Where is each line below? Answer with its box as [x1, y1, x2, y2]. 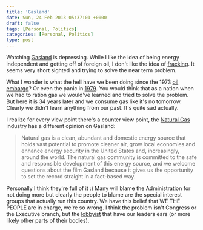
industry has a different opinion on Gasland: [6, 123, 116, 129]
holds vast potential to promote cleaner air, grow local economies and [21, 141, 196, 147]
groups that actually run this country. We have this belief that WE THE [6, 198, 181, 205]
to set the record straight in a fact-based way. [21, 173, 136, 180]
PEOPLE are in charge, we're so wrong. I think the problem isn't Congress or [6, 204, 197, 211]
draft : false [6, 20, 39, 26]
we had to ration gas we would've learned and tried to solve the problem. [6, 92, 189, 98]
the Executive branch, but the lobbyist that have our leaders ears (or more [6, 211, 191, 217]
